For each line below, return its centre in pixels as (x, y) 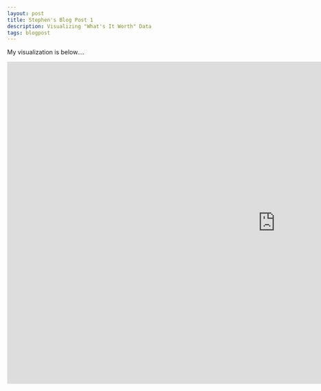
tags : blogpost (29, 33)
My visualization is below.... (46, 52)
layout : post (26, 13)
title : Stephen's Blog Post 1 (50, 20)
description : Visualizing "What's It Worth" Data (80, 26)
